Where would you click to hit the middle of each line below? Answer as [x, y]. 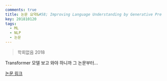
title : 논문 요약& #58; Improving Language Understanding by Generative [79, 14]
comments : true [21, 10]
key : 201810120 [21, 19]
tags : [11, 24]
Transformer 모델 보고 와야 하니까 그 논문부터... [52, 63]
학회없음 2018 [31, 52]
